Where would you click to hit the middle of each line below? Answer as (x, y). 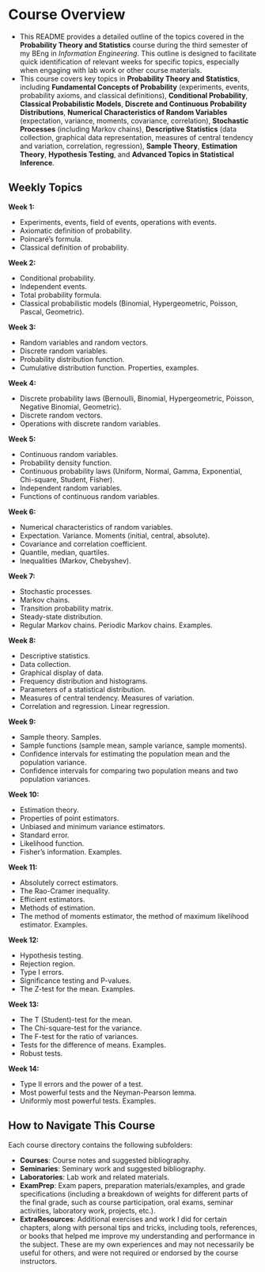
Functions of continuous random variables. (89, 496)
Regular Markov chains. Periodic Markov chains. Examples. (116, 625)
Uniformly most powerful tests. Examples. (88, 1101)
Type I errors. (42, 972)
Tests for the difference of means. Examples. (93, 1045)
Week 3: (22, 327)
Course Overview (67, 15)
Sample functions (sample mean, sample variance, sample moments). (133, 745)
